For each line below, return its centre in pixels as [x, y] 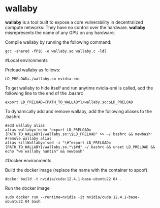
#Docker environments [28, 160]
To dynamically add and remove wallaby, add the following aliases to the [79, 111]
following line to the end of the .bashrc [44, 93]
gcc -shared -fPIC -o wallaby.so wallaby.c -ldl [56, 51]
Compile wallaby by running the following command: [58, 42]
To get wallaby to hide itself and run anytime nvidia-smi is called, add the [79, 88]
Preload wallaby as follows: [33, 70]
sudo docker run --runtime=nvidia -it [45, 197]
